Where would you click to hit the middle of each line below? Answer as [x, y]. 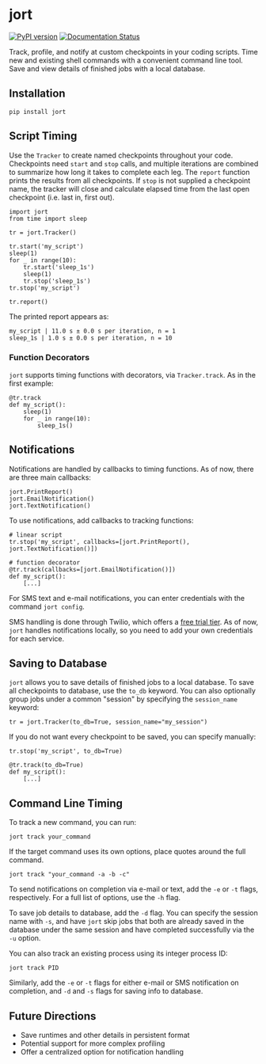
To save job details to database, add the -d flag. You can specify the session [133, 913]
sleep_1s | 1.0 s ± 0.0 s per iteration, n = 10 [91, 338]
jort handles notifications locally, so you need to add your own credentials [131, 630]
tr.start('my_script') [46, 246]
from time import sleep [48, 218]
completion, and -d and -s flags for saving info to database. [106, 991]
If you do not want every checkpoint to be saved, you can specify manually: [133, 737]
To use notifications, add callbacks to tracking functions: [101, 520]
